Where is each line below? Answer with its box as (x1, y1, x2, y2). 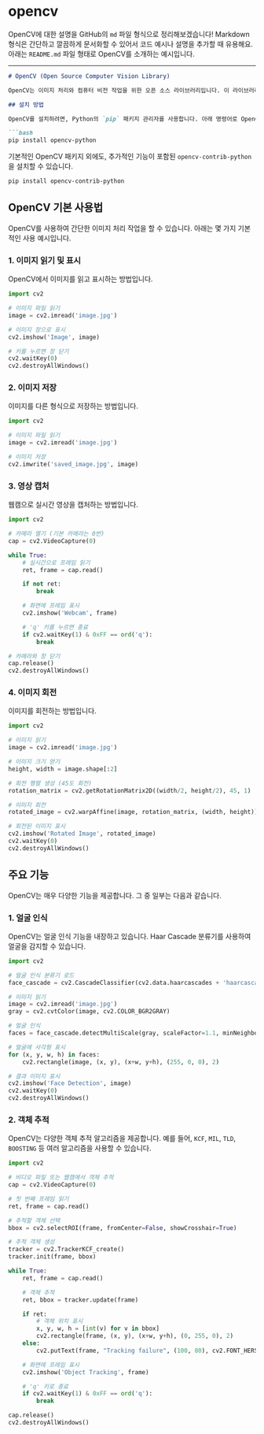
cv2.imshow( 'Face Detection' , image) (8, 1079, 132, 1087)
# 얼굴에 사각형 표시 (8, 1043, 66, 1051)
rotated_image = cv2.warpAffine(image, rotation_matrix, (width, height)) (8, 808, 258, 816)
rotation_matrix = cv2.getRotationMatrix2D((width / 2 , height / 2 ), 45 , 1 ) (8, 786, 251, 794)
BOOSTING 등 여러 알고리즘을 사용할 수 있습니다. (8, 1143, 152, 1153)
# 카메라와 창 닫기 (8, 652, 60, 660)
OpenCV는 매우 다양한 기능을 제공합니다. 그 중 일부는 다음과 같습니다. (8, 890, 222, 900)
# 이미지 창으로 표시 (8, 325, 66, 333)
